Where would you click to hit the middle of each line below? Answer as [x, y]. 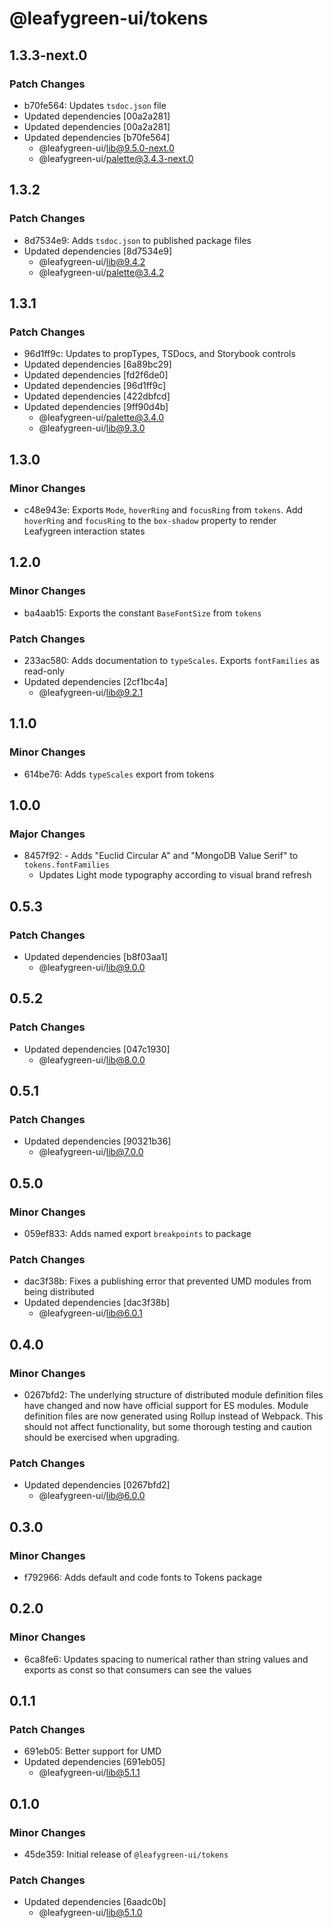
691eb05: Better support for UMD [92, 1751]
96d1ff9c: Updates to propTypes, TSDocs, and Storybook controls [159, 354]
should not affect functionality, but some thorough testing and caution [167, 1427]
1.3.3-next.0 [48, 55]
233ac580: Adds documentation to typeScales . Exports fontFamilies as [172, 660]
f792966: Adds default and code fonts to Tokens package [143, 1578]
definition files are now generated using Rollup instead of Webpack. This [173, 1416]
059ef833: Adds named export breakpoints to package [137, 1234]
